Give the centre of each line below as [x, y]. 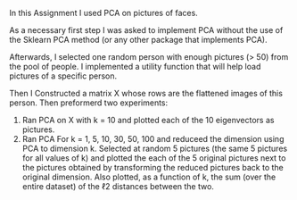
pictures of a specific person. [63, 76]
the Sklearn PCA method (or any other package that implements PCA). [138, 40]
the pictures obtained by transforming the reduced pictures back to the [153, 167]
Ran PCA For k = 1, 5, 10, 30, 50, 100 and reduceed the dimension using [153, 139]
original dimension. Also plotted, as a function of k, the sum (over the [149, 177]
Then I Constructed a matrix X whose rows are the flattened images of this [146, 93]
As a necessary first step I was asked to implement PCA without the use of [146, 30]
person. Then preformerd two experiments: [89, 103]
